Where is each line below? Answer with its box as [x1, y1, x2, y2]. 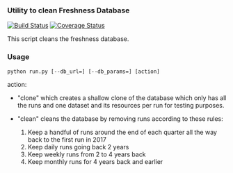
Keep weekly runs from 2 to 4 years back [27, 150, 146, 158]
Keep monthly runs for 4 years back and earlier [27, 157, 163, 165]
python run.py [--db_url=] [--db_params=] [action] [7, 68, 160, 75]
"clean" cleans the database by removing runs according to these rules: [17, 114, 224, 123]
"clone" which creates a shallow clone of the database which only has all [17, 93, 227, 102]
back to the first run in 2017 [27, 135, 106, 144]
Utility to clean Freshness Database [7, 6, 130, 15]
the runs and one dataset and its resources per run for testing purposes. [17, 101, 225, 109]
